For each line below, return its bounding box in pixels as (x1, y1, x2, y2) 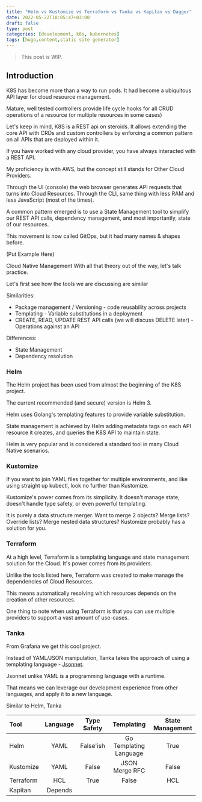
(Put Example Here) (6, 250, 55, 258)
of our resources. (6, 220, 49, 228)
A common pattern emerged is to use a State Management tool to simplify (6, 208, 189, 215)
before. (6, 238, 25, 246)
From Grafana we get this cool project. (6, 642, 102, 650)
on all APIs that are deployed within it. (6, 135, 100, 143)
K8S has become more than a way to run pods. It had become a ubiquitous (6, 87, 192, 94)
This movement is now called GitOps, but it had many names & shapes (6, 232, 180, 240)
